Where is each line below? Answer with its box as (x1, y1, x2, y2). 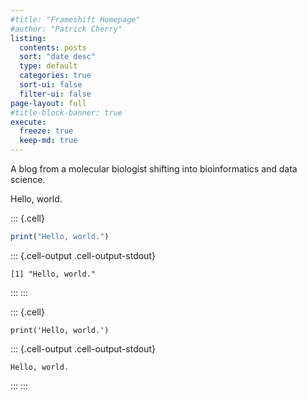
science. (10, 174, 46, 185)
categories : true (19, 71, 92, 81)
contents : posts (19, 42, 87, 53)
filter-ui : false (19, 89, 92, 99)
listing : (10, 33, 47, 43)
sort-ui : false (19, 80, 83, 90)
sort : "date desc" (19, 52, 97, 62)
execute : (10, 117, 47, 127)
